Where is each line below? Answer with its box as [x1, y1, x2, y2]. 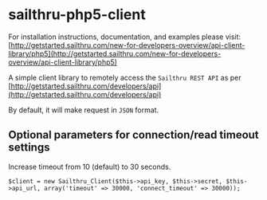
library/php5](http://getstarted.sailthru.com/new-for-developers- [8, 49, 222, 58]
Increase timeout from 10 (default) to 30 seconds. [8, 162, 171, 171]
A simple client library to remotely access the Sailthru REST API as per [8, 73, 241, 82]
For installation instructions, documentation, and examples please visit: [8, 32, 241, 41]
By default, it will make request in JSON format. [8, 105, 159, 115]
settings [8, 141, 50, 155]
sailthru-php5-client [8, 6, 146, 24]
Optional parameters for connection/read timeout [8, 128, 259, 142]
